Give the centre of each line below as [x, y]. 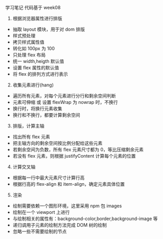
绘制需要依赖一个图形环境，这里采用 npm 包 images [67, 206]
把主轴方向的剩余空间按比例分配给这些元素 [57, 143]
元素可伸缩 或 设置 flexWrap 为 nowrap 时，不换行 [65, 102]
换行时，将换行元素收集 [37, 108]
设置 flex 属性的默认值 [36, 68]
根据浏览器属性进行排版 [37, 18]
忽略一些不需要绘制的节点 [40, 231]
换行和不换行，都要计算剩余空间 [46, 115]
